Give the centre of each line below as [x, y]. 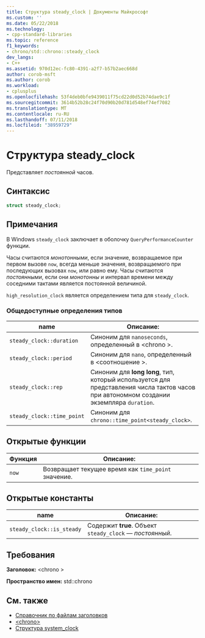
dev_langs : [20, 57]
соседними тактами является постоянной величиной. [77, 283]
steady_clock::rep [36, 387]
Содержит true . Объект [122, 526]
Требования [31, 555]
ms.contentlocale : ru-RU [38, 114]
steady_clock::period [41, 358]
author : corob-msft [31, 74]
